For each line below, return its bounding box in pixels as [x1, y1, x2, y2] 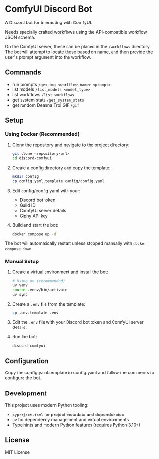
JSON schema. [5, 34, 36, 40]
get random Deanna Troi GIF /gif [12, 102, 80, 108]
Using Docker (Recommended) [5, 131, 80, 138]
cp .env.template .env [12, 310, 59, 315]
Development [5, 389, 47, 397]
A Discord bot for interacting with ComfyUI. [5, 20, 92, 25]
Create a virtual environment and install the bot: [12, 269, 109, 275]
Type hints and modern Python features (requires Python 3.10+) [12, 422, 141, 428]
